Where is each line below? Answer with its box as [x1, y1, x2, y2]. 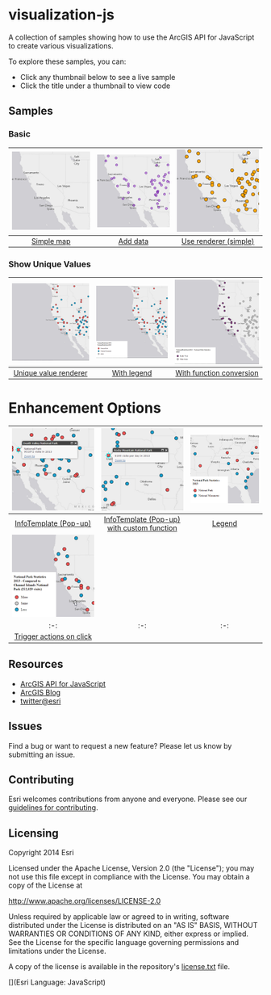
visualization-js [8, 6, 115, 24]
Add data [118, 236, 149, 246]
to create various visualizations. [8, 40, 115, 50]
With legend [111, 367, 152, 377]
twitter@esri [19, 696, 61, 706]
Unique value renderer [13, 367, 88, 377]
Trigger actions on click [14, 632, 93, 641]
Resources [8, 657, 64, 671]
